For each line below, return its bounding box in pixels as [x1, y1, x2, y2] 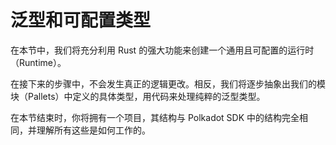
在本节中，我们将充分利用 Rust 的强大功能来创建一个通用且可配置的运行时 [10, 44, 315, 56]
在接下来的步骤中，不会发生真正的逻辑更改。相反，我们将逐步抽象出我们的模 [10, 77, 326, 90]
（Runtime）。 [10, 56, 67, 68]
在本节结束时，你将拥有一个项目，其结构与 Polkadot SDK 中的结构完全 [10, 111, 300, 123]
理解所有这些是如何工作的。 [36, 124, 151, 136]
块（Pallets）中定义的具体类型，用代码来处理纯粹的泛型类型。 [10, 90, 266, 102]
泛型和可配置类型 [10, 9, 152, 32]
